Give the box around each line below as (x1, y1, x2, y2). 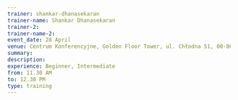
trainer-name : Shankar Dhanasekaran (7, 17, 115, 24)
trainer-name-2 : (7, 30, 55, 37)
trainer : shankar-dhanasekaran (7, 10, 100, 18)
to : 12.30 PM (7, 75, 46, 83)
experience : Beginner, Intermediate (7, 63, 115, 70)
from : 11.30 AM (7, 69, 52, 76)
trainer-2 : (7, 23, 40, 30)
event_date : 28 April (7, 37, 72, 44)
